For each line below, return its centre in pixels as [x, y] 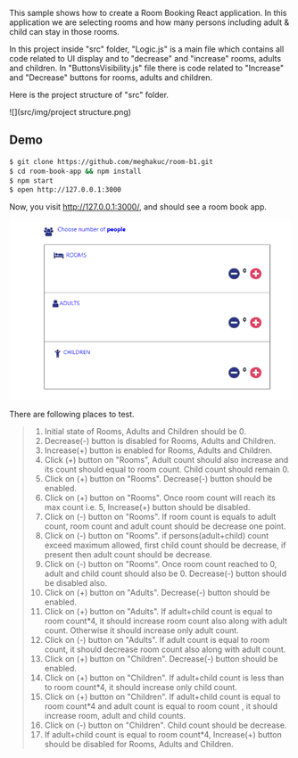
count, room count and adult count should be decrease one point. [165, 526]
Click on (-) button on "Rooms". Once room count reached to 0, [161, 564]
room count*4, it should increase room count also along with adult [166, 621]
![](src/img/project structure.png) [70, 112]
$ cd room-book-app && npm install [75, 171]
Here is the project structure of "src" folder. [89, 95]
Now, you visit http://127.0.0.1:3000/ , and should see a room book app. [138, 207]
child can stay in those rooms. [65, 32]
